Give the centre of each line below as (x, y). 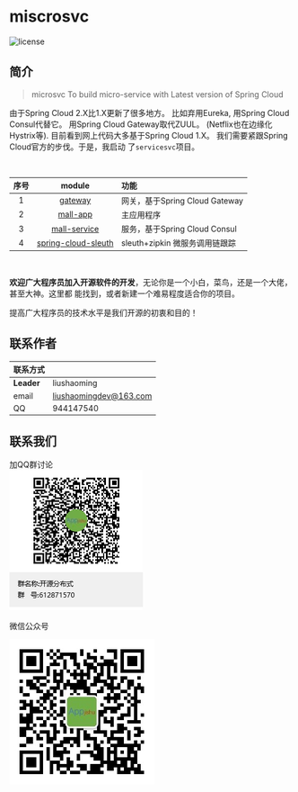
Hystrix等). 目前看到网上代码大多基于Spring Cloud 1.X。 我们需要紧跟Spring (149, 135)
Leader (26, 383)
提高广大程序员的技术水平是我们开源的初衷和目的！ (104, 312)
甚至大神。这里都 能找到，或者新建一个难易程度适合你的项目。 (124, 293)
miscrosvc (49, 17)
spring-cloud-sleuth (75, 243)
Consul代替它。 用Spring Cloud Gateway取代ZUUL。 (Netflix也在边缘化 (141, 124)
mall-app (75, 214)
